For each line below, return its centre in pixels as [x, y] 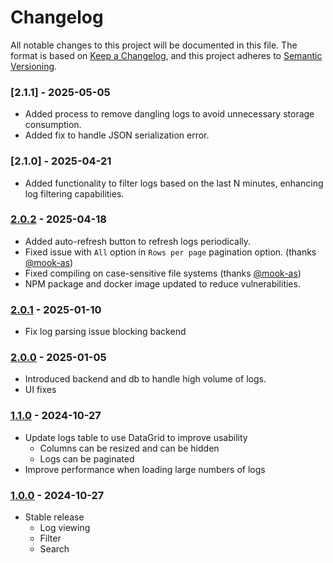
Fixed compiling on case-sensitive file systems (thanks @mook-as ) [163, 273]
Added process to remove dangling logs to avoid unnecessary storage [169, 114]
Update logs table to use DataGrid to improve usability [136, 437]
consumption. [53, 125]
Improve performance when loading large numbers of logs [145, 469]
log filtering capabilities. [74, 193]
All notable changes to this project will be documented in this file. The [154, 45]
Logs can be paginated [87, 458]
